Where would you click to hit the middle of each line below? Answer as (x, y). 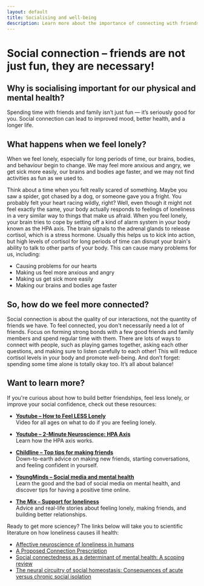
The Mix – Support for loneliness (57, 501)
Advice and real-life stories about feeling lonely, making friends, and (101, 508)
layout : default (27, 12)
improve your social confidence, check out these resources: (82, 404)
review (24, 564)
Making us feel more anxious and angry (65, 273)
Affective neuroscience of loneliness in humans (75, 544)
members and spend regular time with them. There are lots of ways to (94, 338)
